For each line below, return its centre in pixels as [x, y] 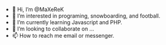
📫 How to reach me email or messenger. [63, 36]
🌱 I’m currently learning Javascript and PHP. [67, 22]
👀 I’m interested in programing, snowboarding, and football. [86, 16]
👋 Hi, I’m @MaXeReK [38, 9]
